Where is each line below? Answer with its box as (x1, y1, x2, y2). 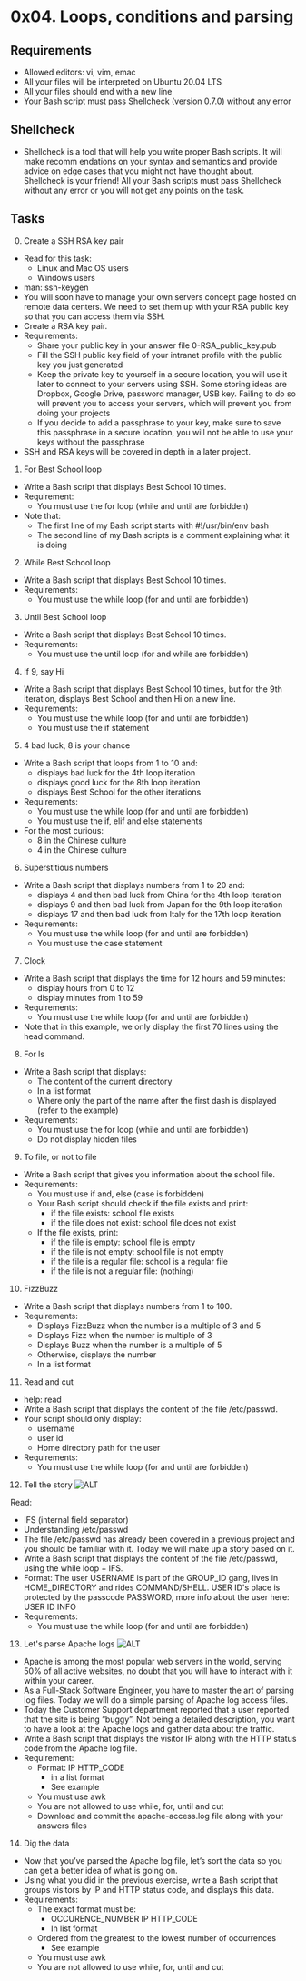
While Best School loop (23, 556, 112, 567)
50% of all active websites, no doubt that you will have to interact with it (23, 1666, 293, 1676)
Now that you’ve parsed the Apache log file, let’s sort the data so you (23, 1855, 282, 1866)
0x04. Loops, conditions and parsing (10, 6, 294, 27)
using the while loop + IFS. (23, 1562, 123, 1574)
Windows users (36, 272, 96, 283)
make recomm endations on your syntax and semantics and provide (23, 155, 278, 166)
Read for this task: (23, 253, 92, 264)
